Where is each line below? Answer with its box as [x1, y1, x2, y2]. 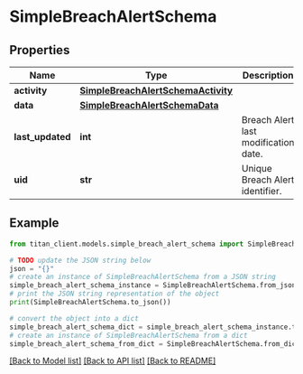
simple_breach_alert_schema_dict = [9, 323, 143, 332]
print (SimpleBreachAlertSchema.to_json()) [9, 298, 171, 307]
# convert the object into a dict [9, 313, 140, 323]
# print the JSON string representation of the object [9, 289, 220, 299]
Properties [9, 42, 70, 58]
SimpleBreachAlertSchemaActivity [79, 84, 233, 97]
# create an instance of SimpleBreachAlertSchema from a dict [9, 331, 248, 340]
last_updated [14, 131, 71, 143]
